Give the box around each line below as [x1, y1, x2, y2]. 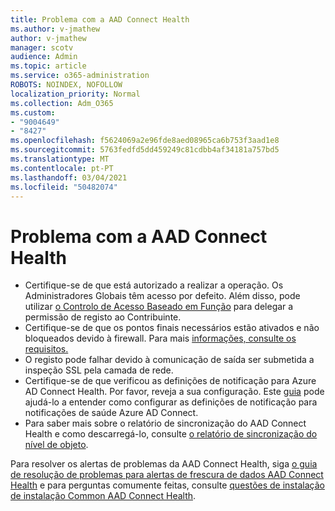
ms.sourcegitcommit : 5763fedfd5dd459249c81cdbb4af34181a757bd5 [10, 145, 280, 155]
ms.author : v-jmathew [10, 24, 101, 34]
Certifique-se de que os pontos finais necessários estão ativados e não [24, 322, 320, 334]
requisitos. [24, 343, 69, 355]
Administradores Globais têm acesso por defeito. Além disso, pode [24, 290, 301, 302]
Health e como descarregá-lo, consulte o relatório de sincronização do [24, 428, 318, 440]
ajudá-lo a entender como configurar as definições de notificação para [24, 396, 318, 408]
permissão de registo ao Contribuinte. [24, 311, 182, 323]
